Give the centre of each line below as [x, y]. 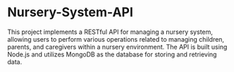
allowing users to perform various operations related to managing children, [116, 39]
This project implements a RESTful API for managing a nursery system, [110, 32]
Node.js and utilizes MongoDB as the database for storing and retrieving [112, 54]
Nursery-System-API [70, 12]
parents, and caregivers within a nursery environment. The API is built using [117, 47]
